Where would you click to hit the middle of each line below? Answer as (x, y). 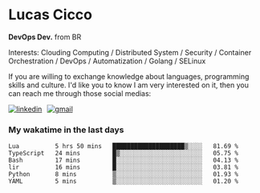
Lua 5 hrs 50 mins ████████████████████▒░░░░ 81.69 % (124, 147)
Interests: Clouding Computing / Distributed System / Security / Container (130, 52)
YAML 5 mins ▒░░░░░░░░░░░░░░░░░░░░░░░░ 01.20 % (124, 182)
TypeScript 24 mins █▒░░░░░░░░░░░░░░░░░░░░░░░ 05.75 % (124, 154)
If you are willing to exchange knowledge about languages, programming (129, 76)
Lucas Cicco (51, 15)
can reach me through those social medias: (80, 93)
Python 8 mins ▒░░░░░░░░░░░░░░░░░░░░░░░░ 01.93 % (124, 175)
